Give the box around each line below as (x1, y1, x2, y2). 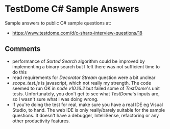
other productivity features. (12, 118, 70, 124)
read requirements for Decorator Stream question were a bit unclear (12, 74, 156, 81)
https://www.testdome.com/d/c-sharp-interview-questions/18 (12, 30, 142, 36)
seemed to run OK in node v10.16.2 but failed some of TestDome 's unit (12, 85, 160, 91)
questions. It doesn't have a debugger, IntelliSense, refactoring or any (12, 112, 159, 118)
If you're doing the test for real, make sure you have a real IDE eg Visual (12, 101, 163, 108)
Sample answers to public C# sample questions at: (5, 20, 112, 26)
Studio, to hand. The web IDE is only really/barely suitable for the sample (12, 107, 165, 113)
